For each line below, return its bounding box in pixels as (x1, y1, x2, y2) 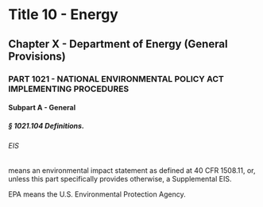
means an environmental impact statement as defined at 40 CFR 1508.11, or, (8, 165, 256, 175)
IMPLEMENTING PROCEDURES (8, 83, 130, 94)
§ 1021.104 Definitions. (8, 121, 85, 130)
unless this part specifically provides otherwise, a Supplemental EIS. (8, 174, 232, 183)
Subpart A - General (8, 103, 76, 113)
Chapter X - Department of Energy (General (8, 37, 228, 51)
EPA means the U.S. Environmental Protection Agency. (8, 189, 187, 199)
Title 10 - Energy (8, 6, 119, 24)
